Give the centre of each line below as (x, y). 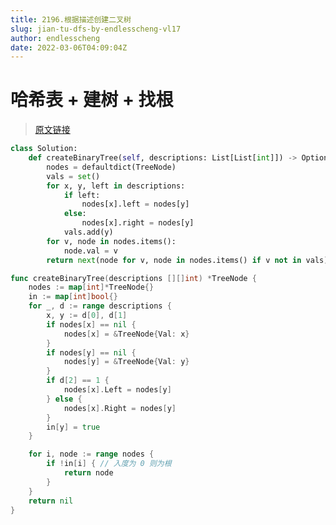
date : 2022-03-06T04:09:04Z (69, 47)
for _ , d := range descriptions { (100, 306)
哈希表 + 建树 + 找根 (92, 100)
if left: (82, 195)
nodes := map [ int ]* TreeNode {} (91, 287)
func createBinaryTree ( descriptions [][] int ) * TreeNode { (133, 278)
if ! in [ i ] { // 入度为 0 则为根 (109, 464)
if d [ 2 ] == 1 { (78, 381)
